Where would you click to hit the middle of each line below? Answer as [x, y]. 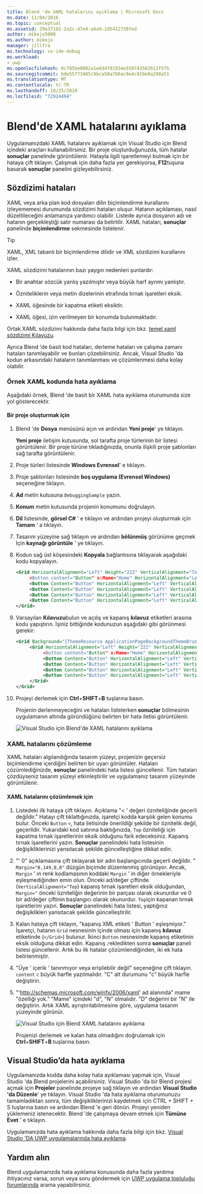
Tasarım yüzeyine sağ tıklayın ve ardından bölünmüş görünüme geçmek [105, 536]
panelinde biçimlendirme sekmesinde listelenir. [66, 228]
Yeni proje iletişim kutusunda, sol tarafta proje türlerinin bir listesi [96, 440]
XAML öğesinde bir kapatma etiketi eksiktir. [69, 305]
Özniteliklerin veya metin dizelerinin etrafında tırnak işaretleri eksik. [99, 293]
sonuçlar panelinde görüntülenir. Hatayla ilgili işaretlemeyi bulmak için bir [98, 156]
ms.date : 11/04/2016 [33, 18]
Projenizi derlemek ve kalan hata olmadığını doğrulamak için [90, 1035]
